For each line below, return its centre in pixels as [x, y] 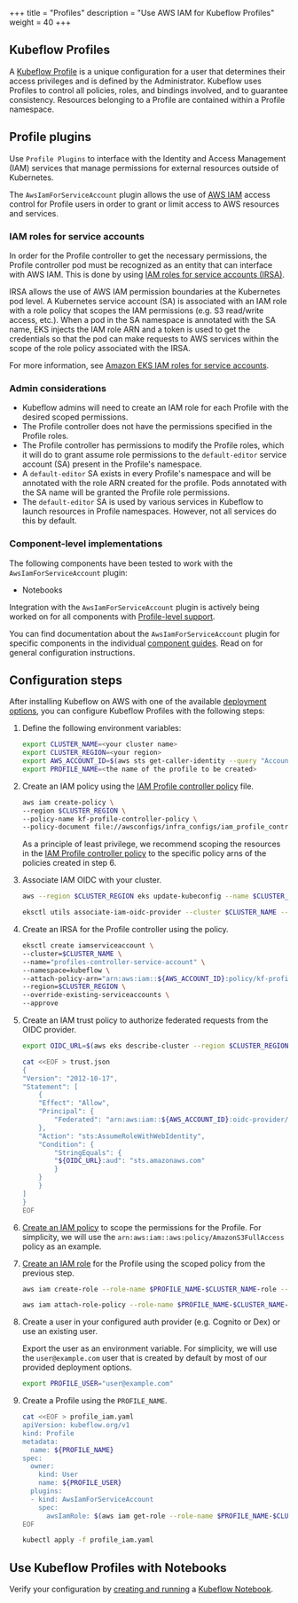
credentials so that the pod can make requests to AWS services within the [144, 338]
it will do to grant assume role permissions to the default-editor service [154, 455]
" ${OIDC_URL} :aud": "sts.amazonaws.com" [130, 1161]
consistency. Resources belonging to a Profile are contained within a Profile [147, 99]
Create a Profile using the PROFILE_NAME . [94, 1401]
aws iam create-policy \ [68, 802]
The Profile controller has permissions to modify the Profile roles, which [153, 445]
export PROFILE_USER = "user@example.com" [98, 1384]
